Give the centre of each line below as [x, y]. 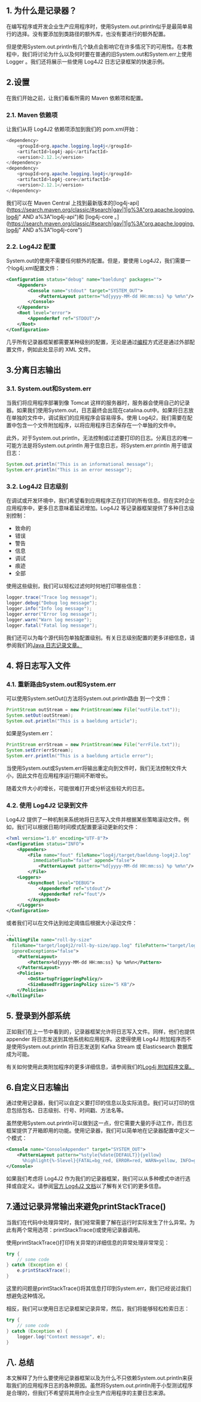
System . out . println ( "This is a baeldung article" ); [72, 721]
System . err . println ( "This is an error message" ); [69, 470]
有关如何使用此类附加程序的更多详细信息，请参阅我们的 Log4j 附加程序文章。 [100, 1067]
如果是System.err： [31, 733]
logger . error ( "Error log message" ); [52, 614]
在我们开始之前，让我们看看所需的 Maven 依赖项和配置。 [76, 98]
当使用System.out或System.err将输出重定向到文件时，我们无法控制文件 [94, 768]
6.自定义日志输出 [38, 1087]
